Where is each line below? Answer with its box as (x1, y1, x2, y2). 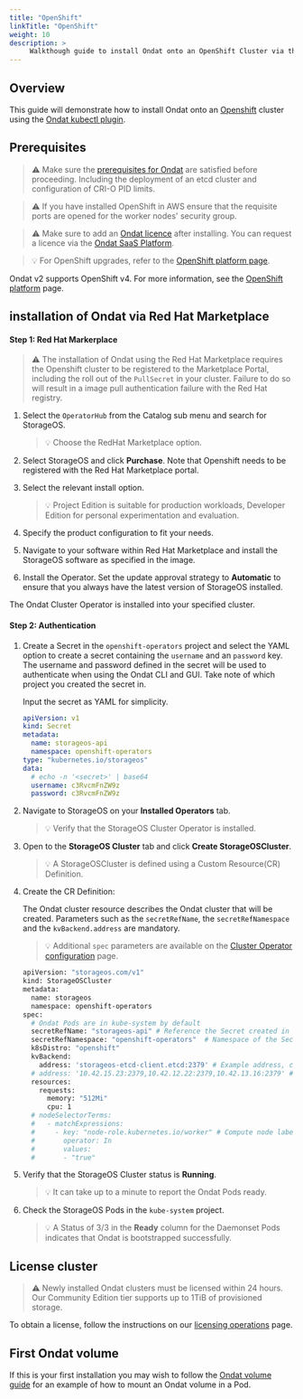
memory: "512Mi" (46, 1094, 108, 1103)
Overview (9, 80, 66, 96)
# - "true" (31, 1153, 96, 1162)
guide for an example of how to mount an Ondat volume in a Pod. (9, 1379, 252, 1390)
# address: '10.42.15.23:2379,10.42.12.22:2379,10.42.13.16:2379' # (31, 1068, 294, 1078)
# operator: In (31, 1136, 113, 1145)
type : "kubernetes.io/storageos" (22, 756, 149, 765)
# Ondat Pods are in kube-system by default (31, 1019, 201, 1028)
